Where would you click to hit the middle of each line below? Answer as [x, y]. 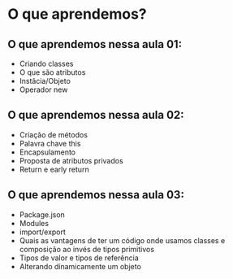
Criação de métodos [54, 134]
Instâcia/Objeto [45, 81]
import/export [43, 232]
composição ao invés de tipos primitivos [87, 249]
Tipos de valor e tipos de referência [79, 258]
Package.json [42, 214]
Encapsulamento [47, 152]
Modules [34, 223]
